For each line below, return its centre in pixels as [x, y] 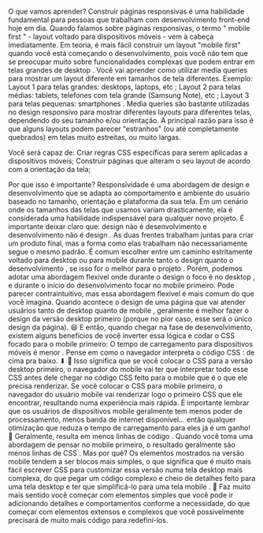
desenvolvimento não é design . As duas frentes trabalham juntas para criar [131, 235]
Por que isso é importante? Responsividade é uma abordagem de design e [129, 184]
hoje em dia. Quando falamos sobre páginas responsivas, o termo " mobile [129, 28]
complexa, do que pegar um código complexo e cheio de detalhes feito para [132, 478]
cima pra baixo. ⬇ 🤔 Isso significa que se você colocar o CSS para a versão [131, 361]
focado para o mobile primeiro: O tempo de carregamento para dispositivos [131, 344]
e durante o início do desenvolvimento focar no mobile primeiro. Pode [121, 285]
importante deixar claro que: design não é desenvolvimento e [107, 227]
